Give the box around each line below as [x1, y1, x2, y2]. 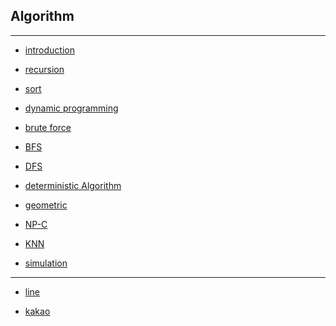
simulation [24, 257, 68, 269]
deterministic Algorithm [24, 179, 122, 191]
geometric [24, 199, 68, 211]
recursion [24, 63, 65, 75]
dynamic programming [24, 102, 119, 114]
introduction [24, 44, 75, 56]
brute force [24, 121, 72, 133]
